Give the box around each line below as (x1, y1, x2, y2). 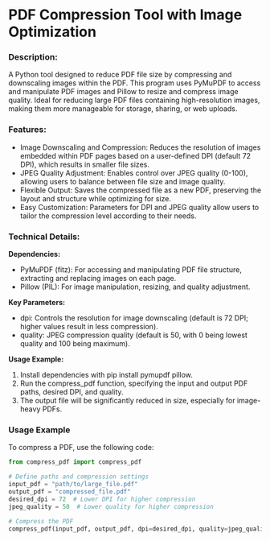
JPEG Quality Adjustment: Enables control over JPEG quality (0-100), (19, 167, 248, 178)
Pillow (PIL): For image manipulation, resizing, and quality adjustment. (19, 282, 251, 291)
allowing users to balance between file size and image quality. (19, 176, 226, 186)
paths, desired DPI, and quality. (19, 387, 124, 397)
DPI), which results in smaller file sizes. (19, 159, 150, 169)
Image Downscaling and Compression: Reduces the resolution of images (19, 142, 261, 152)
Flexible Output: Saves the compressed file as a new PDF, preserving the (19, 185, 262, 195)
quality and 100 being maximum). (19, 339, 130, 349)
